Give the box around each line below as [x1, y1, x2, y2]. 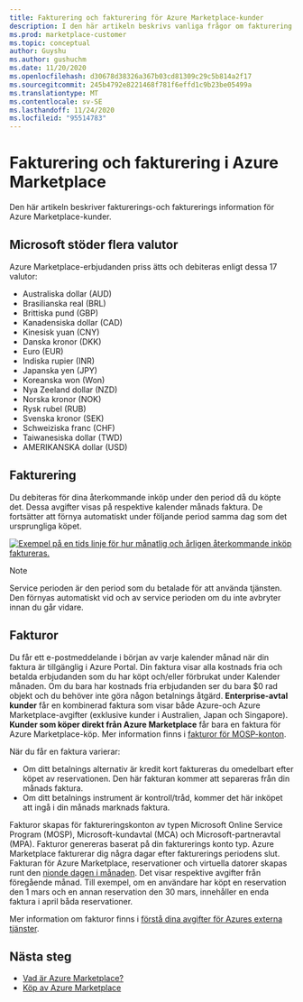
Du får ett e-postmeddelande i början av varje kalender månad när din [9, 651, 270, 663]
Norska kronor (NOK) [22, 393, 102, 404]
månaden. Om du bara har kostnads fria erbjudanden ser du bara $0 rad [9, 680, 278, 691]
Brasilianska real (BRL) [22, 298, 106, 308]
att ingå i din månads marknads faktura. [22, 802, 170, 813]
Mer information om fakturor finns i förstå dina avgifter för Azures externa [9, 913, 283, 924]
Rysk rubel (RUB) [22, 403, 87, 414]
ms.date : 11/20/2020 [9, 64, 87, 73]
